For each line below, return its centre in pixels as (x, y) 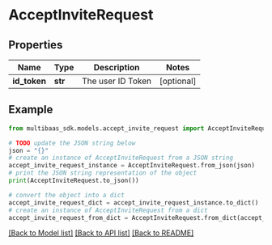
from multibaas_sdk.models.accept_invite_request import (106, 128)
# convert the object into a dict (67, 195)
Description (117, 68)
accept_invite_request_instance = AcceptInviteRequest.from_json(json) (132, 166)
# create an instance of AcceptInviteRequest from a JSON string (121, 158)
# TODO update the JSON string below (72, 143)
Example (31, 110)
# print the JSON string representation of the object (103, 173)
